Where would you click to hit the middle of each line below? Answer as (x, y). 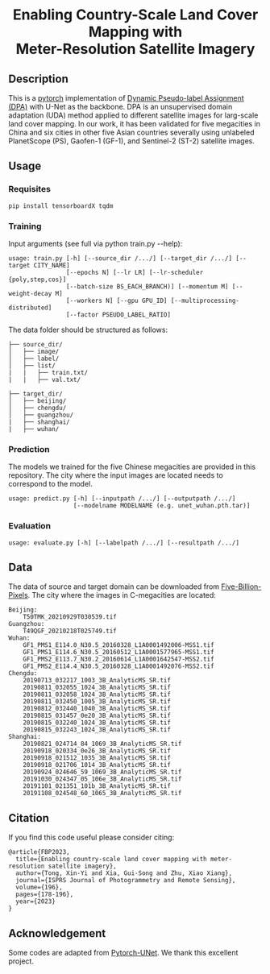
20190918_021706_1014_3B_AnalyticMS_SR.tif (97, 765)
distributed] (30, 308)
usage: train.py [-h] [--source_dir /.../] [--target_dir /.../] (120, 258)
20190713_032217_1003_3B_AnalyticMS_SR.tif (97, 681)
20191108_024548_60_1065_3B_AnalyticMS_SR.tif (102, 794)
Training (25, 226)
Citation (29, 818)
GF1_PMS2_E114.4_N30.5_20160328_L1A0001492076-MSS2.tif (119, 666)
